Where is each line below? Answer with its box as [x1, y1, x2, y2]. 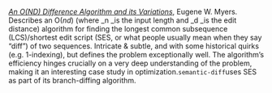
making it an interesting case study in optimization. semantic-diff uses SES [8, 67, 257, 76]
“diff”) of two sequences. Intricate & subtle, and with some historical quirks [8, 41, 260, 51]
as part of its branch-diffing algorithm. [8, 76, 136, 85]
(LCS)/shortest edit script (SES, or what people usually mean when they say [8, 32, 262, 42]
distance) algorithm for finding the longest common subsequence [8, 24, 228, 33]
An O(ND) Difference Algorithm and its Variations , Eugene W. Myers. [8, 7, 238, 16]
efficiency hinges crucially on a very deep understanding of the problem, [8, 58, 253, 68]
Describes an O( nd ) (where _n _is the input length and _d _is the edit [8, 15, 237, 25]
